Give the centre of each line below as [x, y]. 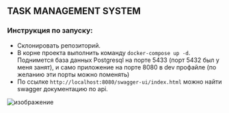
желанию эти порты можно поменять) [73, 74]
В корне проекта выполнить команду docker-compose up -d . [104, 52]
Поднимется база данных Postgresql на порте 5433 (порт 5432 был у [118, 60]
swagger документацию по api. [62, 88]
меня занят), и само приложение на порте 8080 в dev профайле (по [117, 67]
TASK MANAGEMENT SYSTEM [74, 11]
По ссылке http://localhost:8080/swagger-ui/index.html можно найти [119, 82]
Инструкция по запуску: [50, 31]
